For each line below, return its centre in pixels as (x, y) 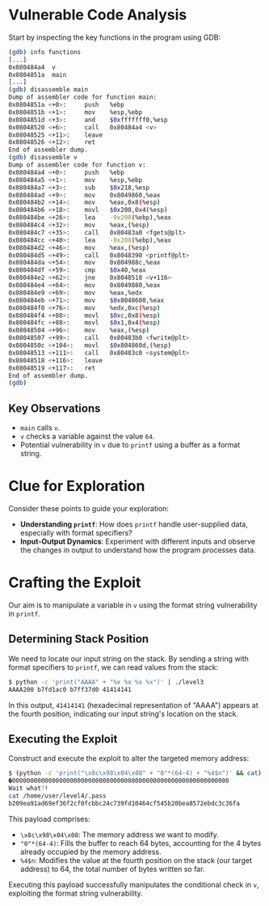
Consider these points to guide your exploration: (89, 509)
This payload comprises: (49, 819)
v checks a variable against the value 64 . (87, 436)
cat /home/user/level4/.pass (57, 796)
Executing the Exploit (63, 739)
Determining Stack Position (79, 639)
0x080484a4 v (32, 67)
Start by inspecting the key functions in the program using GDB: (114, 37)
